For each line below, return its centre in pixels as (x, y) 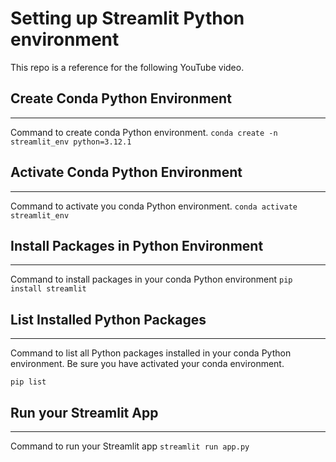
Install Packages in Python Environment (137, 245)
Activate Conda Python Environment (126, 172)
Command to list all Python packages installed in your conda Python (151, 353)
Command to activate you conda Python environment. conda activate (154, 206)
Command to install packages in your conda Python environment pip (151, 279)
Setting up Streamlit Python (127, 18)
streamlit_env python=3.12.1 (71, 142)
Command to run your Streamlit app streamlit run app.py (130, 446)
